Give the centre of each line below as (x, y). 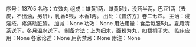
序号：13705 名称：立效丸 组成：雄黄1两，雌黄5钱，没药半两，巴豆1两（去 (96, 9)
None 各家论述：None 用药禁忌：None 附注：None (78, 38)
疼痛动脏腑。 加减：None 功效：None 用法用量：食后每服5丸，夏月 (103, 23)
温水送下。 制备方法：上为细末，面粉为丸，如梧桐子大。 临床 (111, 31)
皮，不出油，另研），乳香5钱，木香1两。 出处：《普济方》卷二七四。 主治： (95, 16)
